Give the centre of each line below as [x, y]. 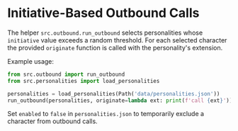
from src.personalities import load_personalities [84, 81]
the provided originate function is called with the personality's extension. [115, 47]
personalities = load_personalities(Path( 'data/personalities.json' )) [114, 93]
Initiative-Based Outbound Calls [103, 13]
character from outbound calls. [52, 121]
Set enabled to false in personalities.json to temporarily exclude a [106, 114]
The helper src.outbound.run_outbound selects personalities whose [105, 33]
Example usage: [31, 61]
